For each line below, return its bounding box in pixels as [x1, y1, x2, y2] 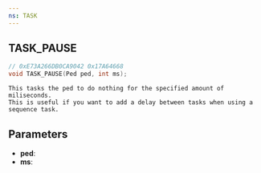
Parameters [8, 127, 68, 141]
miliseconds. [8, 91, 52, 100]
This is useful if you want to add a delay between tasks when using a [8, 99, 253, 107]
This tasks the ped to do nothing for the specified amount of [8, 85, 225, 93]
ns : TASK [8, 11, 38, 20]
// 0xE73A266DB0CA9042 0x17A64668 [8, 62, 124, 70]
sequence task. [8, 106, 59, 114]
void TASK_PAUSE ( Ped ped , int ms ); [8, 70, 128, 78]
